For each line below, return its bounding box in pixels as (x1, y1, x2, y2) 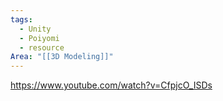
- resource (19, 42, 65, 53)
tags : (10, 14, 33, 25)
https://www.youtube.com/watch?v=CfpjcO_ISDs (10, 79, 213, 91)
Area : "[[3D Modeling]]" (10, 52, 114, 62)
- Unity (19, 24, 52, 34)
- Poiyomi (19, 33, 60, 43)
